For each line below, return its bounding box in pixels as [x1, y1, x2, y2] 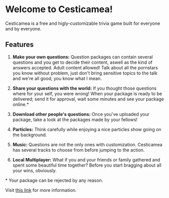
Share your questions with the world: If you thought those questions [12, 85, 157, 91]
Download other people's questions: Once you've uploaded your [12, 111, 150, 117]
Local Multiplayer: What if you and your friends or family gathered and [12, 156, 160, 163]
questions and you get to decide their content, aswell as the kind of [12, 59, 153, 65]
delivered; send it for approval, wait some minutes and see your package [12, 96, 164, 102]
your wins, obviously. [12, 167, 57, 173]
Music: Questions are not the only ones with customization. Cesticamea [12, 141, 162, 147]
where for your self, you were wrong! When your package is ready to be [12, 90, 162, 97]
